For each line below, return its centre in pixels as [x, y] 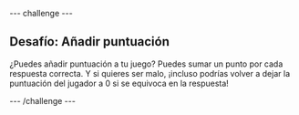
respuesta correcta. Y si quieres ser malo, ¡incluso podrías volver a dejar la [149, 73]
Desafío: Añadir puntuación [90, 42]
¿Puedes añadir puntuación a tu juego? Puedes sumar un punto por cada [146, 64]
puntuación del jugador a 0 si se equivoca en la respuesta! [119, 83]
